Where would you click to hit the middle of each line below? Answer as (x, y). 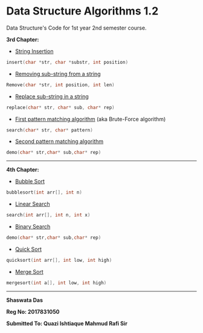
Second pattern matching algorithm (59, 141)
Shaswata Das (25, 300)
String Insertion (34, 51)
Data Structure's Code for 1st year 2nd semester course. (76, 28)
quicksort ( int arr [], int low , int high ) (59, 260)
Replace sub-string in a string (52, 96)
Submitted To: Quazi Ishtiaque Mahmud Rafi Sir (67, 323)
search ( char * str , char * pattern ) (50, 130)
